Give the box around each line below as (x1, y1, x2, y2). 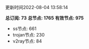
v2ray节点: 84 (12, 38, 42, 44)
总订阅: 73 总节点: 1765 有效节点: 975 (5, 15, 84, 21)
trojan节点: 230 (12, 32, 45, 37)
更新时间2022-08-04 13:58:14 (5, 4, 68, 10)
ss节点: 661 (12, 25, 37, 31)
